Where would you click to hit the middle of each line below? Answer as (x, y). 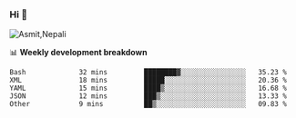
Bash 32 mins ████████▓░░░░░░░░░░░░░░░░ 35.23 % (148, 73)
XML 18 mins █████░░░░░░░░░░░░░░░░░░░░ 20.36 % (148, 81)
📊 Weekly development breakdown (78, 53)
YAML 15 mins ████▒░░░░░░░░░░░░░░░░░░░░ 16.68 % (148, 88)
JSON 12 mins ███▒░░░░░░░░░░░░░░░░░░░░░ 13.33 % (148, 96)
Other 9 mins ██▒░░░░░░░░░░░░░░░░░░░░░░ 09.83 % (148, 104)
